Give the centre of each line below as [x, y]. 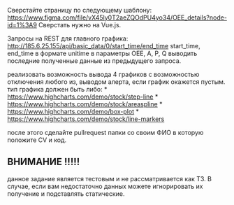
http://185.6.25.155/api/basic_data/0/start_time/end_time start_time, [104, 46]
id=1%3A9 [22, 25]
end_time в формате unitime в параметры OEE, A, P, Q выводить [102, 53]
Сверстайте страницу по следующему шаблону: [80, 10]
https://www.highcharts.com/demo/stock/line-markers [86, 119]
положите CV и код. [37, 140]
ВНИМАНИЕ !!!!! [44, 162]
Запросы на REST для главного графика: [68, 38]
